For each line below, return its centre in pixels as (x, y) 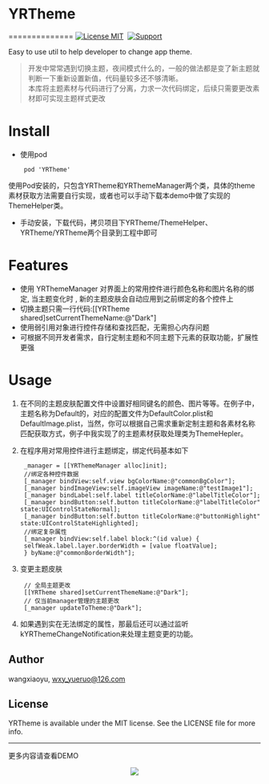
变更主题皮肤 (41, 568)
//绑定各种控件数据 (51, 474)
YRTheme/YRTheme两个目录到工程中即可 (88, 232)
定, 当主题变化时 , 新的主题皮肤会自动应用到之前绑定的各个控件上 (126, 298)
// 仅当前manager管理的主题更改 (72, 601)
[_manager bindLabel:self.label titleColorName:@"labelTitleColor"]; (142, 495)
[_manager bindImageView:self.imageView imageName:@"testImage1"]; (139, 488)
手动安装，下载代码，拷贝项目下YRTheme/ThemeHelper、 (116, 222)
